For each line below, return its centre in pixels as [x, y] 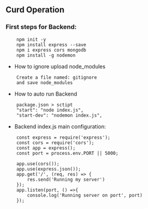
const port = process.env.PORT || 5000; [67, 153]
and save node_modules [45, 83]
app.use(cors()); [38, 164]
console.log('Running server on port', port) [85, 195]
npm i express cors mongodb [51, 50]
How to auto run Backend [46, 94]
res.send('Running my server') [66, 180]
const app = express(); [46, 148]
